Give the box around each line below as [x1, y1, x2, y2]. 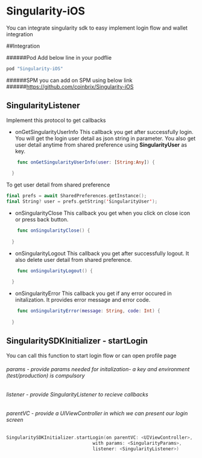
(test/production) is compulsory [6, 372, 86, 380]
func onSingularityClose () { [17, 227, 90, 234]
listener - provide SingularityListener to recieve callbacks [6, 390, 149, 398]
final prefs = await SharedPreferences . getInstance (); [6, 193, 147, 199]
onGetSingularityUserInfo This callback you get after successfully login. [14, 128, 194, 135]
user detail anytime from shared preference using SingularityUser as [14, 141, 188, 148]
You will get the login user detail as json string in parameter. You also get [14, 135, 196, 142]
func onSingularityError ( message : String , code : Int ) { [17, 308, 161, 314]
